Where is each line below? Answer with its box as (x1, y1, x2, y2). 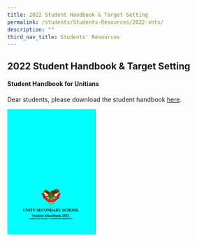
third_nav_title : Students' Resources (7, 34, 120, 41)
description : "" (7, 26, 54, 33)
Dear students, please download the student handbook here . (7, 95, 182, 104)
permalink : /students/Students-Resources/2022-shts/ (7, 18, 164, 26)
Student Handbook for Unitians (7, 80, 100, 88)
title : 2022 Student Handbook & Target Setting (7, 11, 149, 18)
